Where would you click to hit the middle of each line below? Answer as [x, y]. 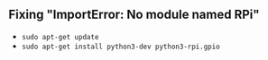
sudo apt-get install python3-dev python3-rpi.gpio [120, 47]
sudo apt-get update [60, 37]
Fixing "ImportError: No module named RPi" [134, 15]
